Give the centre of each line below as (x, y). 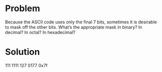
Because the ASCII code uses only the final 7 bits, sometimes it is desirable (81, 22)
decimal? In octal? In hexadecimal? (40, 32)
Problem (23, 9)
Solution (23, 52)
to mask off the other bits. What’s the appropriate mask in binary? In (74, 27)
